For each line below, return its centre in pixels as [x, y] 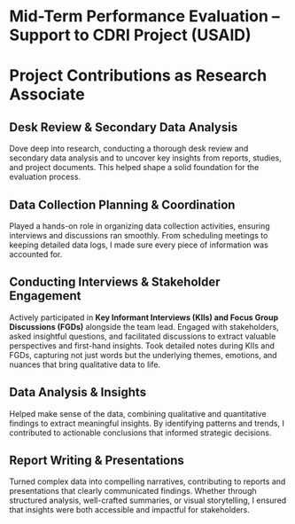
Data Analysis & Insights [78, 392]
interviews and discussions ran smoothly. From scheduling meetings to [139, 235]
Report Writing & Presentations [97, 461]
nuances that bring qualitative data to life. [85, 364]
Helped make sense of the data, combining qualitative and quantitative [138, 413]
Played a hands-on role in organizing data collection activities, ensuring [140, 226]
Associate [47, 94]
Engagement [45, 296]
